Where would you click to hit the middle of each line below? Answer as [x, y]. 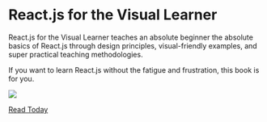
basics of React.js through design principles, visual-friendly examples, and [133, 45]
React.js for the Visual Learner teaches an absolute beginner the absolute [131, 37]
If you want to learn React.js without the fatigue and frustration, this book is [134, 69]
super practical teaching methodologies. [76, 54]
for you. [21, 78]
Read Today [28, 109]
